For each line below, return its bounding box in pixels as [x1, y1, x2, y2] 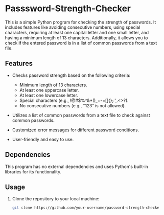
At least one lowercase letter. [19, 92, 78, 98]
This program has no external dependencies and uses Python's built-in [5, 164, 148, 169]
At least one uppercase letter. [19, 87, 79, 93]
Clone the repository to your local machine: [12, 196, 99, 202]
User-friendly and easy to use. [12, 136, 74, 142]
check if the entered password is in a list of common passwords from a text [5, 40, 157, 46]
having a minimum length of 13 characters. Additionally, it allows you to [5, 35, 148, 41]
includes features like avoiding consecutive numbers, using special [5, 24, 141, 30]
